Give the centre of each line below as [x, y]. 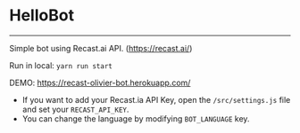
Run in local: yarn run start [61, 65]
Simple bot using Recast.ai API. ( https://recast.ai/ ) [101, 48]
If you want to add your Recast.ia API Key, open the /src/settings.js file [156, 99]
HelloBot [42, 16]
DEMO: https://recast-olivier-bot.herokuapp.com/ [100, 82]
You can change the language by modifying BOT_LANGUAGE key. [136, 118]
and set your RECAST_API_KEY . [75, 109]
